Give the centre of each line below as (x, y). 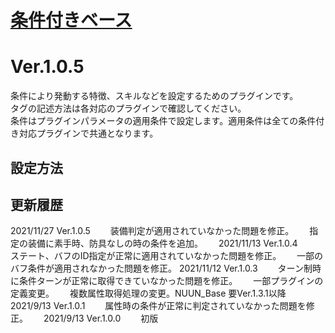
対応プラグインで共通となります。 (88, 133)
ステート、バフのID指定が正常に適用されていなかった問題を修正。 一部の (167, 256)
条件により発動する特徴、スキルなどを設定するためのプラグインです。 (154, 96)
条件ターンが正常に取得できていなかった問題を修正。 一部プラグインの (171, 281)
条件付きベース (71, 20)
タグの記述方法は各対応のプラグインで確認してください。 (128, 108)
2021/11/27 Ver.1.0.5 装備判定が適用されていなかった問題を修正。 (150, 231)
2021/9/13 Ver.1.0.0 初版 (101, 318)
